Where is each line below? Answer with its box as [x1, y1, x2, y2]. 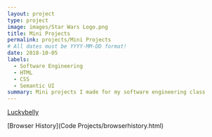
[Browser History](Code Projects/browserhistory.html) [7, 122, 164, 130]
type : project [7, 17, 49, 24]
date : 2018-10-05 [7, 50, 58, 57]
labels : [7, 56, 30, 63]
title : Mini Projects [7, 30, 71, 37]
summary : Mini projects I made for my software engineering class [7, 89, 206, 96]
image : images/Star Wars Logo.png [7, 23, 109, 30]
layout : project [7, 10, 55, 18]
